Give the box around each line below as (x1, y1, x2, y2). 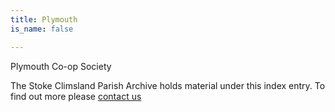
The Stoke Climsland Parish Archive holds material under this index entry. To (10, 79, 326, 91)
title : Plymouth (10, 14, 78, 25)
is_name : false (10, 24, 74, 34)
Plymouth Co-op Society (10, 60, 112, 72)
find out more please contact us (10, 90, 142, 102)
